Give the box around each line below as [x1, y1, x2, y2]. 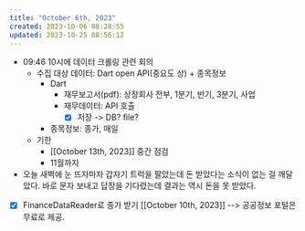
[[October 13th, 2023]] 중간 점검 [49, 146, 169, 157]
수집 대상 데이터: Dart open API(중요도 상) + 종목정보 [36, 68, 226, 79]
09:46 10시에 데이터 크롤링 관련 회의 [22, 57, 153, 68]
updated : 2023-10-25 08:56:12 [9, 30, 125, 39]
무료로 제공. [22, 211, 66, 222]
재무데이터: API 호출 [63, 100, 135, 111]
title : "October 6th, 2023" [9, 13, 117, 23]
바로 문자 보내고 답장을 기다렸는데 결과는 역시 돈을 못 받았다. [42, 180, 257, 192]
